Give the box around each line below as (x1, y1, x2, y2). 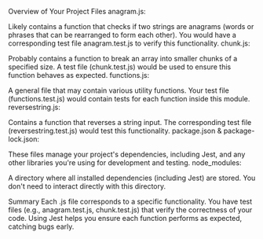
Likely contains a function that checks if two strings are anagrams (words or (8, 22, 254, 31)
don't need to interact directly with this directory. (8, 182, 166, 191)
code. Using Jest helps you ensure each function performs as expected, (8, 214, 243, 222)
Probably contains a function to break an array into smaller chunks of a (8, 54, 238, 63)
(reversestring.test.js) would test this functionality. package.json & (8, 126, 222, 135)
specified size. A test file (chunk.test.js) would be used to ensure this (8, 62, 232, 72)
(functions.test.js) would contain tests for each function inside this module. (8, 94, 250, 103)
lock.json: (8, 134, 39, 144)
